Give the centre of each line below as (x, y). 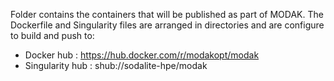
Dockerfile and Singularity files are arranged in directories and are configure (167, 25)
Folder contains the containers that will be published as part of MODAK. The (167, 14)
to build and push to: (52, 35)
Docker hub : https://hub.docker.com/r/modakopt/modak (142, 55)
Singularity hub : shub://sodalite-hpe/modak (116, 65)
